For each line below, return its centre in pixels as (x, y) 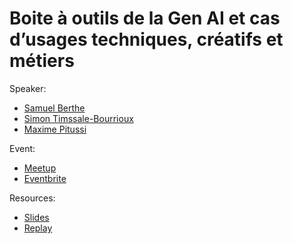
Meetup (40, 168)
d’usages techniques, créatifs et (146, 39)
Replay (38, 228)
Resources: (32, 198)
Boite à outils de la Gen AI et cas (145, 18)
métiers (42, 61)
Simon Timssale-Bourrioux (78, 118)
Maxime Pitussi (55, 129)
